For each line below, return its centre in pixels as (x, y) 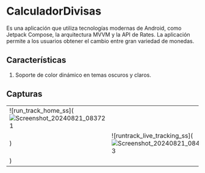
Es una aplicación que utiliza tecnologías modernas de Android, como (94, 28)
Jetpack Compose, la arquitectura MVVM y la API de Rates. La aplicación (98, 34)
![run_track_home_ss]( (42, 110)
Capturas (24, 94)
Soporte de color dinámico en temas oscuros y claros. (83, 75)
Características (36, 60)
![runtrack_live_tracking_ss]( (153, 135)
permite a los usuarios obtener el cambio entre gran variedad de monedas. (100, 41)
